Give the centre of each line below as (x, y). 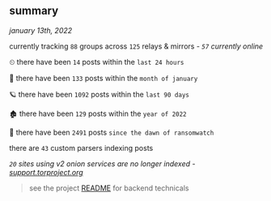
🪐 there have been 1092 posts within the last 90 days (99, 94)
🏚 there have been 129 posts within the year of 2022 (98, 113)
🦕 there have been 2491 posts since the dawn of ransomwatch (112, 132)
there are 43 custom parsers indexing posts (81, 148)
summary (34, 11)
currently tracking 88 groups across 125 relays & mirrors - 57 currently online (136, 46)
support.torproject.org (46, 172)
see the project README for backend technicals (109, 188)
